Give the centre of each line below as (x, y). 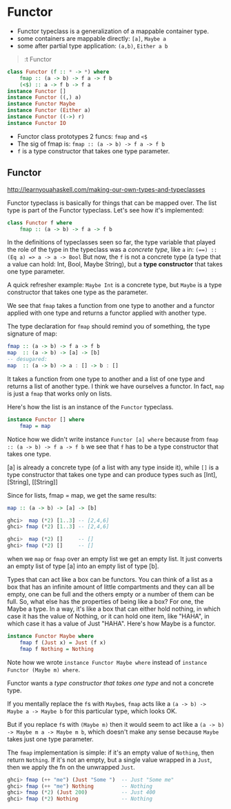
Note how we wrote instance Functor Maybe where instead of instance (107, 662)
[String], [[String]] (33, 482)
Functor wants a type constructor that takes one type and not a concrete (111, 683)
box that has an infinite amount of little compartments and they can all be (111, 587)
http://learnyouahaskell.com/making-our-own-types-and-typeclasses (106, 189)
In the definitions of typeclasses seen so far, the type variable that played (111, 242)
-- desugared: (28, 360)
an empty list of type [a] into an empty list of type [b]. (83, 566)
